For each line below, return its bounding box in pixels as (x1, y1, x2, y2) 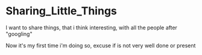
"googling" (5, 30, 33, 37)
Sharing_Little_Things (5, 4, 117, 18)
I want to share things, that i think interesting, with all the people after (5, 24, 177, 31)
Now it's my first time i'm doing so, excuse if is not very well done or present (5, 42, 196, 49)
